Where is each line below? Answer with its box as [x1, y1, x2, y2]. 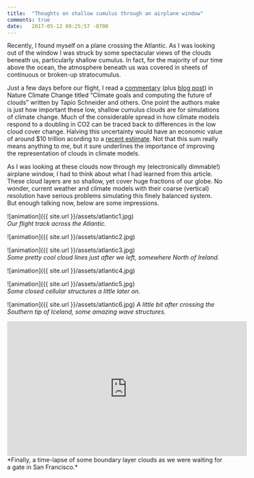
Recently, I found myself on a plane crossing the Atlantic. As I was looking [7, 42, 216, 50]
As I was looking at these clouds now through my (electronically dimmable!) [7, 162, 220, 171]
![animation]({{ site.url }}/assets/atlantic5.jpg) [7, 280, 136, 288]
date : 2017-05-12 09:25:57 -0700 [7, 23, 109, 29]
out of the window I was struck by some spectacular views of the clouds [7, 49, 212, 57]
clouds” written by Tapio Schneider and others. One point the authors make [7, 99, 220, 107]
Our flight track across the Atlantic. [7, 220, 107, 228]
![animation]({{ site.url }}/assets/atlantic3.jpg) [7, 246, 136, 254]
